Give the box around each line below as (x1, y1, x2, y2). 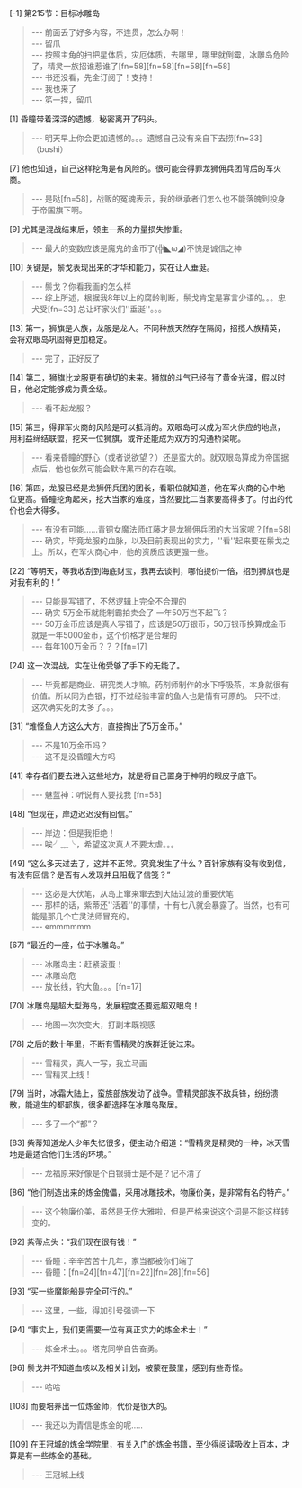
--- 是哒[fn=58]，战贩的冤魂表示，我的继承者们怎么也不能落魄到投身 (31, 193, 286, 204)
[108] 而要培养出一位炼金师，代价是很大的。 (9, 1401, 173, 1411)
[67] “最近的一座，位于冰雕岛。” (9, 939, 125, 950)
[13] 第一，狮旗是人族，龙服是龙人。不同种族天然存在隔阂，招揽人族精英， (9, 323, 286, 333)
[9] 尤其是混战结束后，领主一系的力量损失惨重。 (9, 224, 188, 234)
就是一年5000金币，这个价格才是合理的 (31, 630, 178, 641)
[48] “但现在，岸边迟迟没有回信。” (9, 809, 133, 819)
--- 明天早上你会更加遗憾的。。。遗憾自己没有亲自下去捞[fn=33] (31, 133, 262, 143)
